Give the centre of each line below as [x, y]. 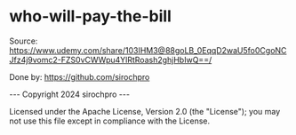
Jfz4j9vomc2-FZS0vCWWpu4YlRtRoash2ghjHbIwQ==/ [111, 60]
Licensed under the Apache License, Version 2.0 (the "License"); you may [145, 111]
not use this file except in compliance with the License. [110, 121]
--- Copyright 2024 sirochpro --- [70, 94]
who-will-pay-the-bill [90, 16]
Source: [24, 41]
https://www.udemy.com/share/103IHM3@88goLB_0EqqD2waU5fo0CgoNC [148, 50]
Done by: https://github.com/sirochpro [80, 76]
